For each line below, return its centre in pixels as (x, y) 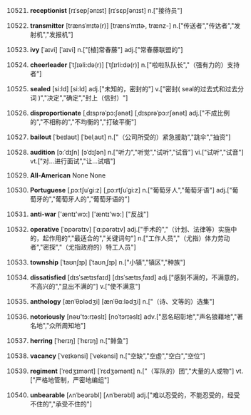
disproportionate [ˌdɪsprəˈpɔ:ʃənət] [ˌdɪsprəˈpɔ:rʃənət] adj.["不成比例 (130, 113)
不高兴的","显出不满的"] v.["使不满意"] (85, 286)
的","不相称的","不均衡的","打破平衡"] (83, 122)
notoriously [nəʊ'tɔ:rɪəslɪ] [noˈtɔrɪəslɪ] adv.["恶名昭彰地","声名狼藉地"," (133, 317)
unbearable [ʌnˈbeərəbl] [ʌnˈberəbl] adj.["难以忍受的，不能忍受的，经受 (135, 395)
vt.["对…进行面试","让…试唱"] (72, 161)
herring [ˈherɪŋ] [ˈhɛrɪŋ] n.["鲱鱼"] (79, 340)
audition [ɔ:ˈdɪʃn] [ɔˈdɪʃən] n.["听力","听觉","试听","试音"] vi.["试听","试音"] (137, 152)
